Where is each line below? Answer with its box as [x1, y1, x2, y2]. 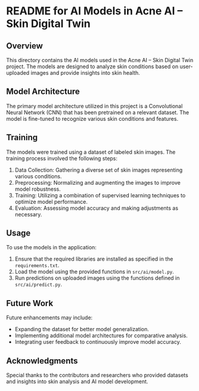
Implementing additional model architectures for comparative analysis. [14, 332, 188, 339]
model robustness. [14, 185, 61, 193]
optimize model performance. [14, 198, 88, 205]
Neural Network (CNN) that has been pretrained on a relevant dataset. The [6, 109, 189, 116]
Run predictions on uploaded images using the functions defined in [14, 274, 180, 282]
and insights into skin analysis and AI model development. [6, 378, 148, 385]
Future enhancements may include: [6, 314, 93, 321]
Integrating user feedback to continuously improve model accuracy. [14, 338, 182, 346]
